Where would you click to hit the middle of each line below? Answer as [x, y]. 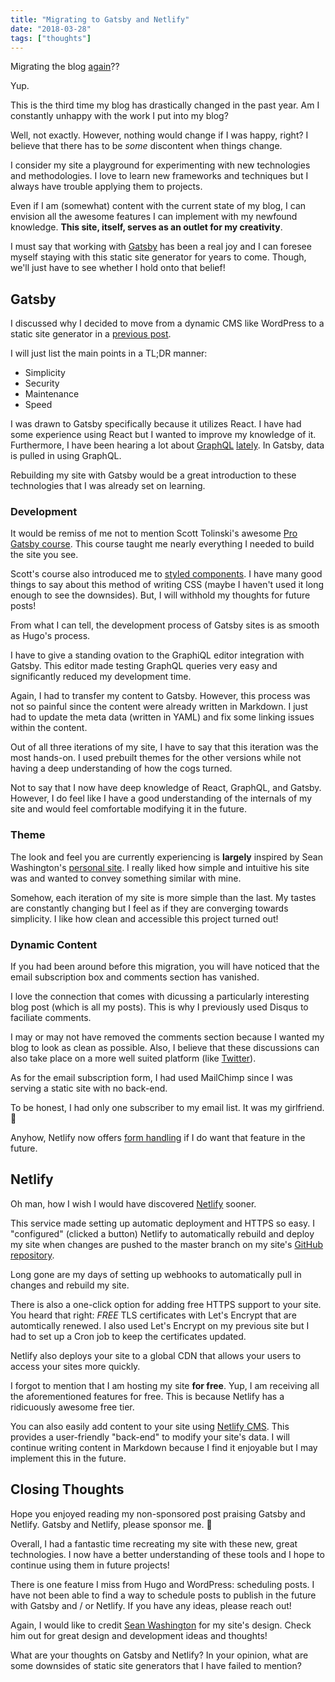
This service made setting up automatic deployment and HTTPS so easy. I [163, 1223]
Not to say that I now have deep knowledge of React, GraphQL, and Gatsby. [166, 788]
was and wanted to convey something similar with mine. [126, 878]
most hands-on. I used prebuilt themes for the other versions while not [156, 758]
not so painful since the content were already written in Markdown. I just [159, 707]
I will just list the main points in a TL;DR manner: [109, 353]
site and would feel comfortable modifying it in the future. [128, 809]
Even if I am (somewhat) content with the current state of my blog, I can [158, 206]
